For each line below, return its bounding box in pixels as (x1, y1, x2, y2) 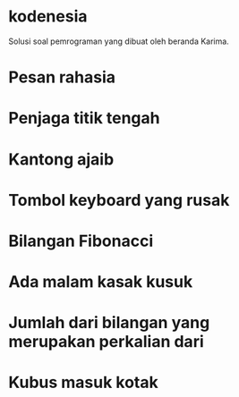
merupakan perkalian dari (8, 332, 204, 352)
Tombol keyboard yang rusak (8, 190, 230, 210)
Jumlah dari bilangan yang (8, 313, 210, 333)
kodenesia (8, 6, 88, 27)
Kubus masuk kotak (8, 373, 158, 393)
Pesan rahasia (8, 67, 116, 88)
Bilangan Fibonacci (8, 231, 154, 251)
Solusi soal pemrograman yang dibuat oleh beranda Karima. (8, 36, 229, 46)
